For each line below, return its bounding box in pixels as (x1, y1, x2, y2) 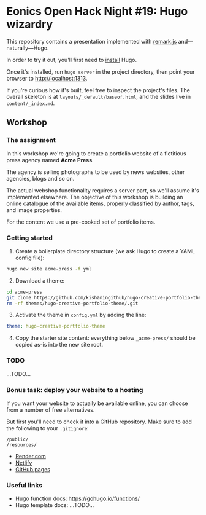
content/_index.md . (6, 100, 55, 107)
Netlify (15, 459, 32, 466)
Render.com (15, 452, 46, 460)
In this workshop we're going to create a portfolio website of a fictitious (6, 149, 186, 157)
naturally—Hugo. (6, 44, 49, 52)
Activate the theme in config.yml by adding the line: (15, 312, 147, 319)
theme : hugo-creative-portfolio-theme (6, 323, 105, 329)
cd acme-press (6, 289, 43, 295)
